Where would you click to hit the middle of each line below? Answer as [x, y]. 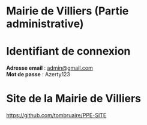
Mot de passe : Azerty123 [38, 75]
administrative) [45, 24]
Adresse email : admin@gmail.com [49, 68]
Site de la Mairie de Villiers [73, 99]
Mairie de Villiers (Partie [67, 11]
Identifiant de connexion [68, 51]
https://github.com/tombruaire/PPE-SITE [56, 115]
